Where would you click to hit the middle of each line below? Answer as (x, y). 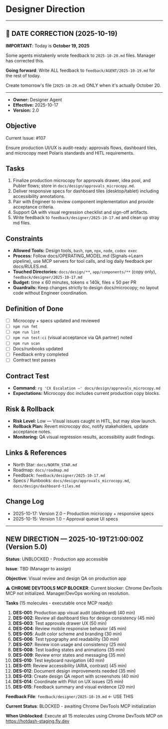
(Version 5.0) (26, 547)
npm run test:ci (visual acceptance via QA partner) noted (73, 338)
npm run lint (26, 333)
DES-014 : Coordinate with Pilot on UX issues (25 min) (68, 681)
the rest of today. (23, 75)
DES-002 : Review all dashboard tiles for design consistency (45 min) (84, 618)
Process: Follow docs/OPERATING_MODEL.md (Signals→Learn (78, 256)
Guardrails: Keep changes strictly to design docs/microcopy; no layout (86, 288)
